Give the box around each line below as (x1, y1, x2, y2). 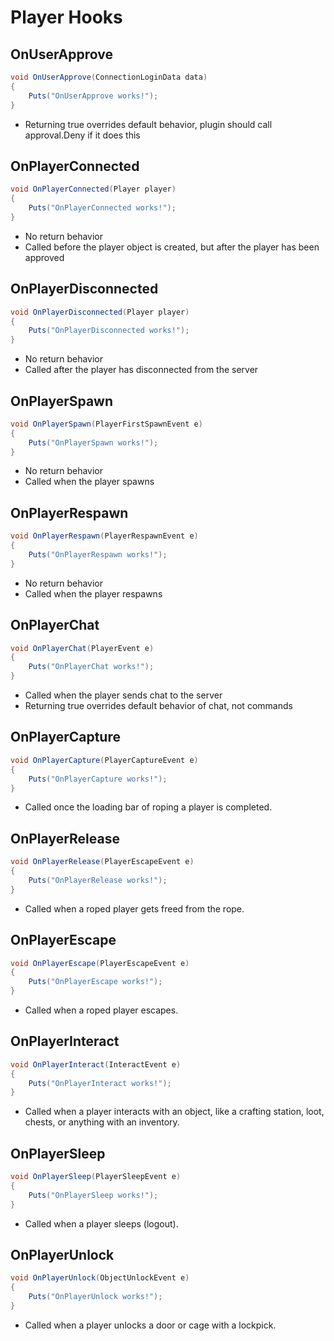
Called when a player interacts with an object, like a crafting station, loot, (24, 1106, 325, 1118)
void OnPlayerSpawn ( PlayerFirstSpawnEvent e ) (10, 419, 203, 429)
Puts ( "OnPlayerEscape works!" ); (28, 977, 163, 987)
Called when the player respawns (24, 587, 163, 600)
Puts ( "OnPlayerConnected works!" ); (28, 203, 177, 213)
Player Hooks (10, 6, 123, 29)
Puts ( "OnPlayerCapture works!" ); (28, 774, 168, 784)
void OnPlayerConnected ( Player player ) (10, 184, 177, 195)
